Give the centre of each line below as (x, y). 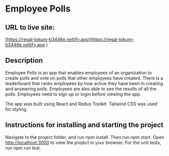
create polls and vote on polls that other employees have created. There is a (84, 78)
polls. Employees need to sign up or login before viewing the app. (73, 94)
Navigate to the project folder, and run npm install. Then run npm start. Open (85, 137)
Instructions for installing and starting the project (84, 125)
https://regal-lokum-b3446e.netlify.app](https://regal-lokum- (70, 39)
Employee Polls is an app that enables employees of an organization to (79, 72)
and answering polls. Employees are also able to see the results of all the (81, 89)
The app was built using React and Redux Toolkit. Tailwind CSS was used (81, 104)
